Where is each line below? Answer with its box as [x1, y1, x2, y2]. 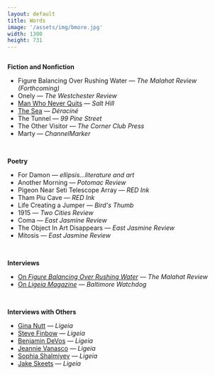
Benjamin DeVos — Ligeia [17, 337, 94, 345]
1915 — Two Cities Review [17, 208, 94, 217]
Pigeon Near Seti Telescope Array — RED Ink [17, 186, 150, 194]
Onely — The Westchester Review [17, 92, 118, 100]
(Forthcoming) [17, 84, 60, 93]
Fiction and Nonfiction [7, 63, 75, 71]
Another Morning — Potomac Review [17, 179, 126, 187]
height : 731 [7, 37, 43, 44]
